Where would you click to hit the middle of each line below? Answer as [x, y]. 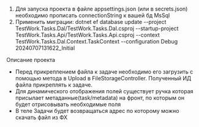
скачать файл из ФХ [41, 117]
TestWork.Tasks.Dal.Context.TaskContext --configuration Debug [96, 41]
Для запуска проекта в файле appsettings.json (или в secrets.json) [101, 9]
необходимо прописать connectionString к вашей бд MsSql [92, 15]
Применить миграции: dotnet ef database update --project [91, 22]
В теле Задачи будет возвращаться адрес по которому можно [97, 111]
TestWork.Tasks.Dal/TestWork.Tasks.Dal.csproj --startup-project [97, 28]
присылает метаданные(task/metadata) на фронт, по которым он [100, 98]
